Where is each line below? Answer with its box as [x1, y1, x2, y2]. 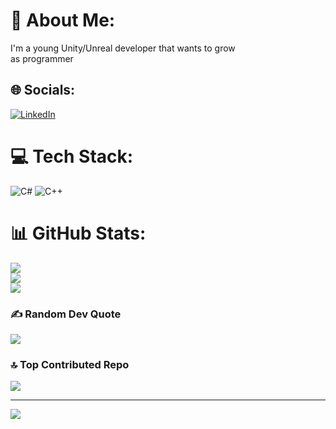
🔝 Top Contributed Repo [10, 357, 130, 371]
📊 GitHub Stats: [10, 222, 147, 244]
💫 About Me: [10, 9, 116, 32]
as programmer [10, 52, 74, 64]
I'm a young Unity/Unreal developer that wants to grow [10, 42, 236, 54]
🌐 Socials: [10, 82, 76, 99]
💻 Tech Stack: [10, 145, 134, 168]
